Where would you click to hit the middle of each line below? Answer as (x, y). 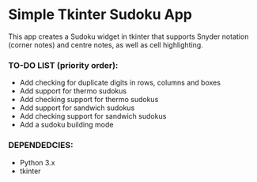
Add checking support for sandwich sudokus (93, 116)
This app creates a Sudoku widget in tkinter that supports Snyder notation (128, 36)
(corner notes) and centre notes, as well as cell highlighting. (106, 44)
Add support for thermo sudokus (73, 91)
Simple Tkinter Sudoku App (100, 15)
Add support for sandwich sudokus (77, 108)
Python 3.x (37, 162)
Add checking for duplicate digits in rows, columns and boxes (120, 83)
